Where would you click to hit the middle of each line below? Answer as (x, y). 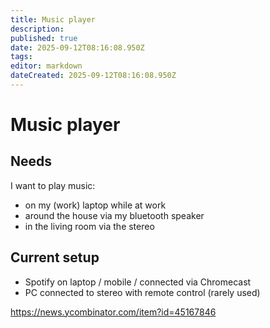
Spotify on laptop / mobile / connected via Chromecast (138, 282)
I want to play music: (53, 185)
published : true (44, 38)
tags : (21, 57)
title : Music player (53, 19)
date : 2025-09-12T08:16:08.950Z (77, 47)
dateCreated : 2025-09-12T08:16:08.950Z (93, 76)
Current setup (55, 257)
